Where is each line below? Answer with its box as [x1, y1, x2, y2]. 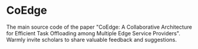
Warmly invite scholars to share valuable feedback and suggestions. [6, 36, 177, 43]
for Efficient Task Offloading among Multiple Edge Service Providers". [6, 29, 180, 36]
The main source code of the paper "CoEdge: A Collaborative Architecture [6, 23, 193, 30]
